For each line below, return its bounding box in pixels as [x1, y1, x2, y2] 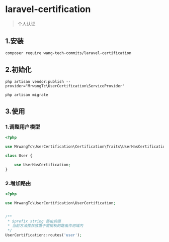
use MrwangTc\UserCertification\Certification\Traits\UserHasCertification [5, 144, 167, 149]
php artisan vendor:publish [5, 79, 64, 84]
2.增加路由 [5, 180, 31, 187]
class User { [5, 153, 33, 158]
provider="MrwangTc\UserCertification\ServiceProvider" [5, 83, 125, 88]
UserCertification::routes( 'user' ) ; [5, 232, 82, 238]
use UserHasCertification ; [14, 162, 71, 167]
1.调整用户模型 [5, 123, 40, 130]
